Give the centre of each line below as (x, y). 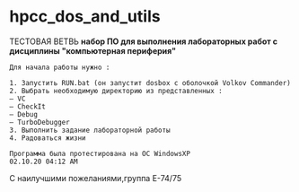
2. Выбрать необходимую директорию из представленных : (116, 91)
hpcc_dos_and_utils (85, 17)
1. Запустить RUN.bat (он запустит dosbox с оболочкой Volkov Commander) (150, 83)
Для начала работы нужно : (60, 67)
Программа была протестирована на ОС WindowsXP (100, 153)
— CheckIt (28, 106)
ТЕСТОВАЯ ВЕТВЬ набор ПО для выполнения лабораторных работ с (144, 41)
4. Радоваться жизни (48, 138)
